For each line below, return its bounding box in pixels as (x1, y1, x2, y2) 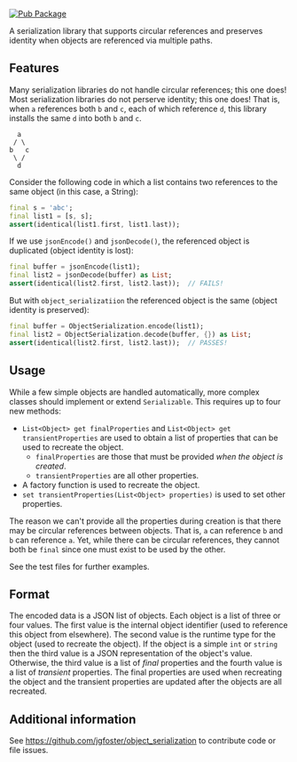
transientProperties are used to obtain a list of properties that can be (21, 432, 278, 443)
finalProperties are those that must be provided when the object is (35, 451, 284, 461)
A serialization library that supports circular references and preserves (9, 26, 263, 36)
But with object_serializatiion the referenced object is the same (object (9, 295, 277, 306)
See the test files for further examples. (9, 561, 150, 572)
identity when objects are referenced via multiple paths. (9, 36, 213, 45)
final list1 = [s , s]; (9, 212, 93, 221)
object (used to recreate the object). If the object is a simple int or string (9, 638, 277, 649)
